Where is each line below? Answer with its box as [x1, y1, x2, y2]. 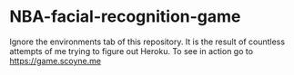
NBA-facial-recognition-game [9, 6, 241, 27]
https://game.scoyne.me [9, 55, 102, 66]
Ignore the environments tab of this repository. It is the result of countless [9, 36, 285, 47]
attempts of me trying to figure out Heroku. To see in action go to [9, 45, 253, 56]
